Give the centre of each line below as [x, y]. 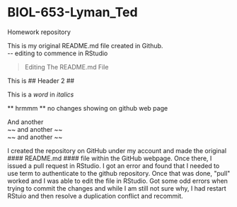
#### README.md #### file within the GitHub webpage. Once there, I [110, 158]
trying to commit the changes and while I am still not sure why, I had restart [117, 188]
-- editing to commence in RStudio [58, 53]
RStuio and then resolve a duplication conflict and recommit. [96, 196]
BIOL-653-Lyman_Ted [73, 12]
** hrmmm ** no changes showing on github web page [88, 108]
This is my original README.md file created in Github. [85, 45]
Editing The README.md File [67, 67]
